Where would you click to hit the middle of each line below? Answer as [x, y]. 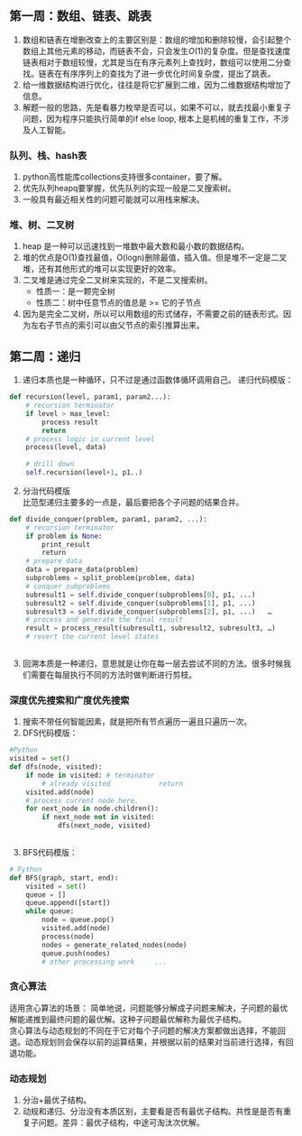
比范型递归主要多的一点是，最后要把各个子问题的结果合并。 [133, 502]
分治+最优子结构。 [57, 1100]
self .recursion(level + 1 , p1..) [84, 473]
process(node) [68, 937]
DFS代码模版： [50, 733]
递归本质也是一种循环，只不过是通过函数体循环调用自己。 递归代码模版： [158, 380]
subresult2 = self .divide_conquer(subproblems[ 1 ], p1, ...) [141, 603]
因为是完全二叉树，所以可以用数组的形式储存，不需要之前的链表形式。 [153, 314]
